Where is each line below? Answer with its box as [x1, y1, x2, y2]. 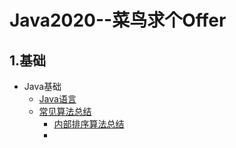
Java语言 [38, 93, 77, 105]
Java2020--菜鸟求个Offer [9, 9, 227, 32]
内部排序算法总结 [53, 118, 125, 130]
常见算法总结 [38, 106, 92, 117]
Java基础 [23, 81, 62, 92]
